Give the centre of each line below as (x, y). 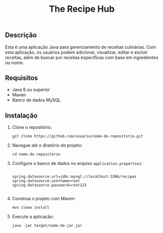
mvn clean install (31, 208)
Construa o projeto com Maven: (44, 199)
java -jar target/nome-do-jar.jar (47, 226)
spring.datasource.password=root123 (49, 185)
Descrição (21, 35)
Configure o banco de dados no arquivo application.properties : (77, 163)
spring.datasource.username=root (46, 181)
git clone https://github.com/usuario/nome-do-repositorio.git (78, 136)
